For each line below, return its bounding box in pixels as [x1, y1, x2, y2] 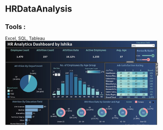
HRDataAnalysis [5, 3, 72, 14]
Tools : [5, 23, 26, 31]
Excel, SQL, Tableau [5, 35, 45, 41]
